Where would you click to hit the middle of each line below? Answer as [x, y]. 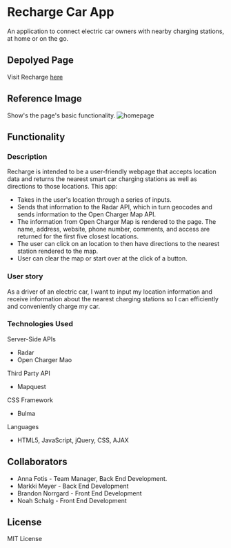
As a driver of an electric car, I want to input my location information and [110, 292]
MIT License [25, 539]
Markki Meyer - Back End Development [73, 486]
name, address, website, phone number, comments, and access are [113, 229]
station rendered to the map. [58, 251]
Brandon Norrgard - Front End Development [80, 493]
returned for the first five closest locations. [78, 236]
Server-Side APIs [32, 339]
